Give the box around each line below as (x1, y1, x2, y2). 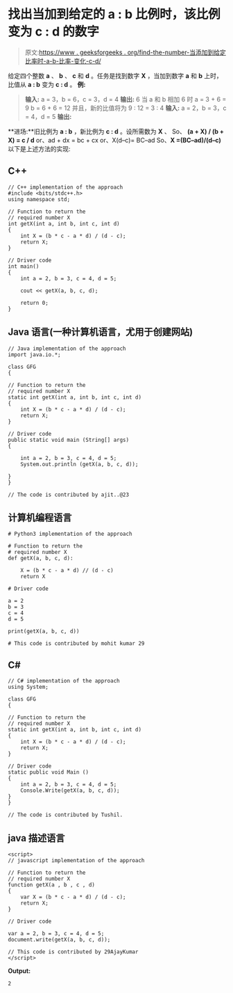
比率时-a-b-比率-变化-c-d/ (24, 56, 101, 65)
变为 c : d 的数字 (8, 24, 100, 40)
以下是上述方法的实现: (8, 144, 71, 153)
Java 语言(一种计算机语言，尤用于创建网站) (8, 326, 193, 338)
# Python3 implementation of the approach (8, 530, 132, 538)
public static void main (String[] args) (8, 436, 130, 443)
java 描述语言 (8, 832, 65, 844)
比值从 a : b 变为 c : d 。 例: (8, 80, 86, 88)
